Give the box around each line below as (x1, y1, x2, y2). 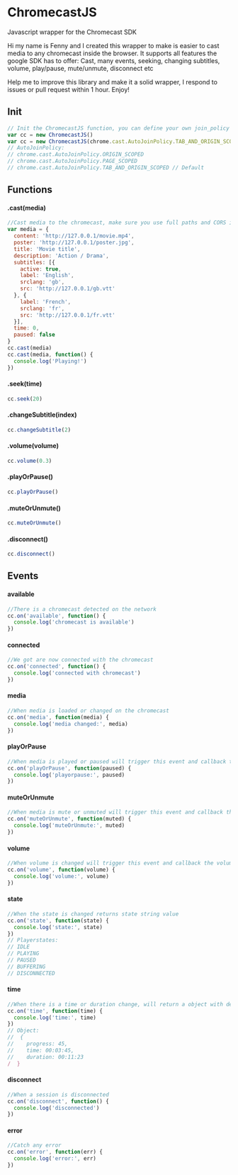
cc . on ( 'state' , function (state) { (7, 917, 110, 924)
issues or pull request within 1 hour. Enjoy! (7, 85, 130, 94)
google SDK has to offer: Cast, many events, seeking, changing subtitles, (7, 56, 220, 64)
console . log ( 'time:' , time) (13, 1014, 97, 1021)
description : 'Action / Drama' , (13, 252, 110, 259)
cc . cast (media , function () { (7, 351, 93, 358)
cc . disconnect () (7, 551, 55, 558)
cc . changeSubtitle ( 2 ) (7, 426, 72, 433)
